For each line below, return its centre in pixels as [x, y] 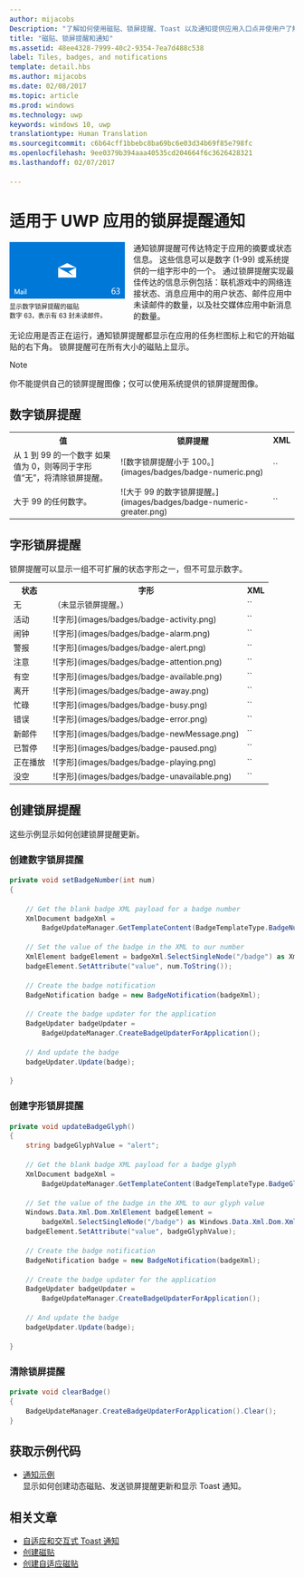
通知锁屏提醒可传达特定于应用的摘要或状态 [213, 248]
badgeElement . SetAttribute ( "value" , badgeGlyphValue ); [131, 1232]
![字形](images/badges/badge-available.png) [138, 677]
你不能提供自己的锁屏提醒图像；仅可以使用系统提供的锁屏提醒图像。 [136, 383]
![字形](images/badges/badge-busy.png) [130, 705]
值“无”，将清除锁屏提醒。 [61, 478]
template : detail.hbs [50, 67]
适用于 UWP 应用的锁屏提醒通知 [128, 221]
